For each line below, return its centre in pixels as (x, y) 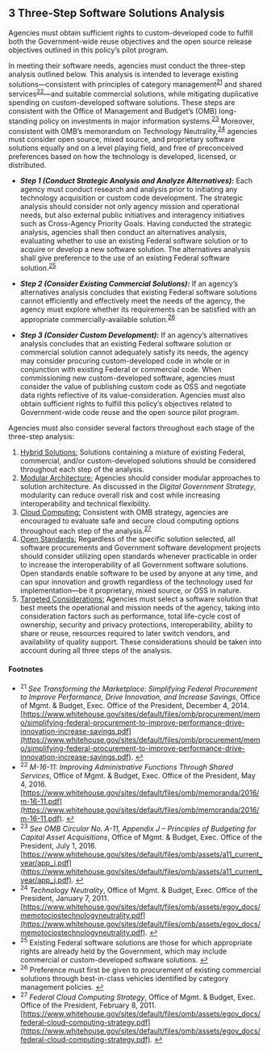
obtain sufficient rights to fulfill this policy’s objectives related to (126, 404)
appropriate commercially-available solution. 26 (98, 319)
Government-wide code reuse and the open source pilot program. (129, 412)
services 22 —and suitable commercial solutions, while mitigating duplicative (133, 94)
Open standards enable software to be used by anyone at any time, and (139, 573)
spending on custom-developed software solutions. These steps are (122, 103)
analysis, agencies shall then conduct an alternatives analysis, (123, 233)
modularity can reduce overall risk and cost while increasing (120, 495)
